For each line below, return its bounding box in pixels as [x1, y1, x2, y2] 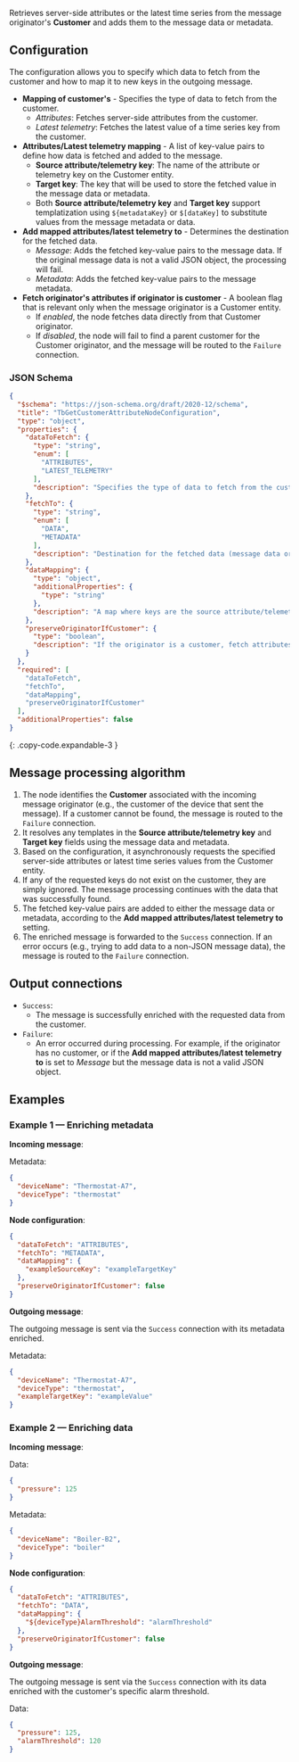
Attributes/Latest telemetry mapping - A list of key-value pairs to [21, 140, 265, 151]
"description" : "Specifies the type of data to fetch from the [32, 483, 273, 492]
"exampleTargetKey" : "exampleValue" [17, 1392, 153, 1402]
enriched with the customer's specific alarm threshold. [9, 1685, 210, 1696]
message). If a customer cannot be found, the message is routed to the [21, 807, 283, 819]
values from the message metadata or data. [35, 216, 196, 227]
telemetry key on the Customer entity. [35, 169, 174, 179]
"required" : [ [17, 665, 69, 674]
